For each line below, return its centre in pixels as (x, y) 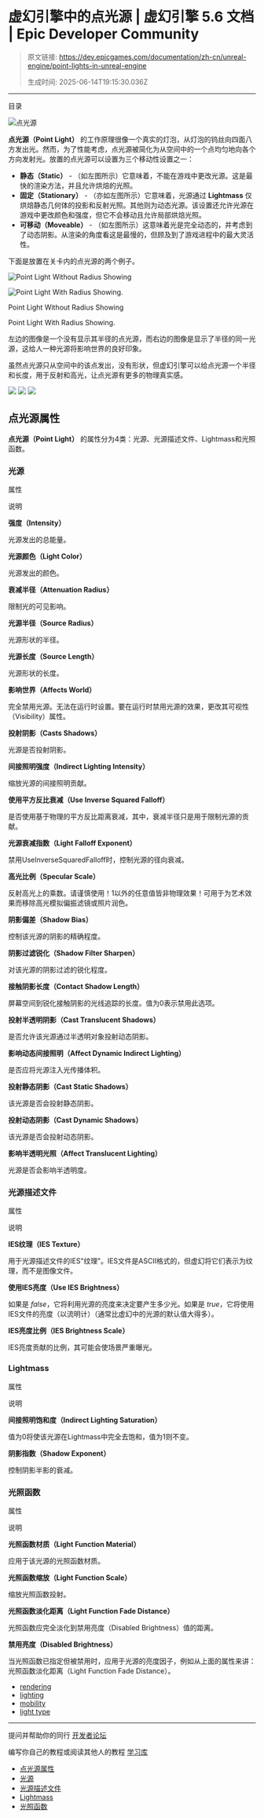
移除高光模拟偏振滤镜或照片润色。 (77, 903)
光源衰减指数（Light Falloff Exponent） (72, 843)
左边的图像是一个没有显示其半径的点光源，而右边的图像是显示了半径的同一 (128, 339)
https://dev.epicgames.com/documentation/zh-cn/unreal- (152, 57)
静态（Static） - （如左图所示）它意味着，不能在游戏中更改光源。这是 (132, 175)
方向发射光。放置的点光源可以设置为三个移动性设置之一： (101, 159)
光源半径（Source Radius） (53, 623)
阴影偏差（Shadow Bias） (50, 920)
